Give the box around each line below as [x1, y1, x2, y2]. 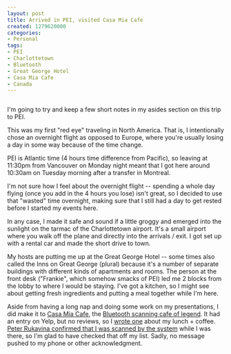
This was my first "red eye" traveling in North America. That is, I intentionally [7, 126, 224, 134]
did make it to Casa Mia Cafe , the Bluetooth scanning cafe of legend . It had [7, 310, 221, 318]
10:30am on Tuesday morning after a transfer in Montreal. [7, 169, 171, 177]
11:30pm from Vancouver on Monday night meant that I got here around [7, 161, 210, 169]
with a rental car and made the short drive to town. [7, 239, 151, 248]
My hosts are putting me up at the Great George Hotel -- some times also [7, 253, 215, 261]
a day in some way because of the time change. [7, 140, 143, 149]
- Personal [7, 36, 39, 43]
